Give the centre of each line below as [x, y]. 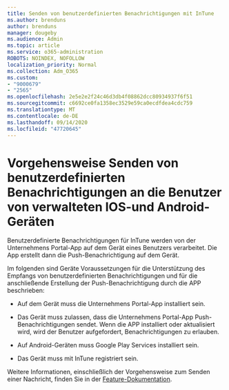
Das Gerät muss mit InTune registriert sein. [78, 358]
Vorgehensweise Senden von [93, 163]
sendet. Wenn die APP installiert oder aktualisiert [146, 325]
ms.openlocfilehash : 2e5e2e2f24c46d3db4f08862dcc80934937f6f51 [100, 97]
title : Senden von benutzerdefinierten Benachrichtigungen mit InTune [111, 13]
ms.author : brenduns [37, 20]
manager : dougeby [32, 33]
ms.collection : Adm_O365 [43, 71]
